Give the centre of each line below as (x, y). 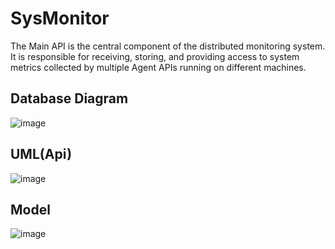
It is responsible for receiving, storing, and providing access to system (155, 56)
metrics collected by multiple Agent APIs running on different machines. (158, 67)
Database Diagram (69, 98)
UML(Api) (41, 154)
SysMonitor (60, 18)
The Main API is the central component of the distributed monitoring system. (168, 46)
